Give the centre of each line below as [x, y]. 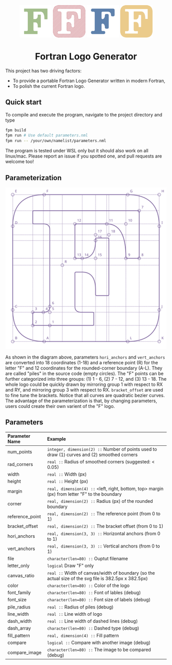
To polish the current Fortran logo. [49, 86]
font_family [19, 593]
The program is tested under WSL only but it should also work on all [77, 151]
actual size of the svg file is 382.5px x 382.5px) [98, 578]
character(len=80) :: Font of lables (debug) [94, 593]
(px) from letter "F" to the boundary [84, 494]
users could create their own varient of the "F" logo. [60, 406]
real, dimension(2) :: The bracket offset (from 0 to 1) [105, 526]
